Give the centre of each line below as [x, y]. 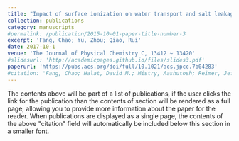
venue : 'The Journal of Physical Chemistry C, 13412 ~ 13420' [101, 54]
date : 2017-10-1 [31, 47]
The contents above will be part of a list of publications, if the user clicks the [119, 94]
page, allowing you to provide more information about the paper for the [111, 108]
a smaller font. [28, 131]
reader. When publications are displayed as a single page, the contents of [115, 116]
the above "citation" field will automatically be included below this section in [119, 123]
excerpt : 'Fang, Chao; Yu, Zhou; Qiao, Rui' [74, 40]
